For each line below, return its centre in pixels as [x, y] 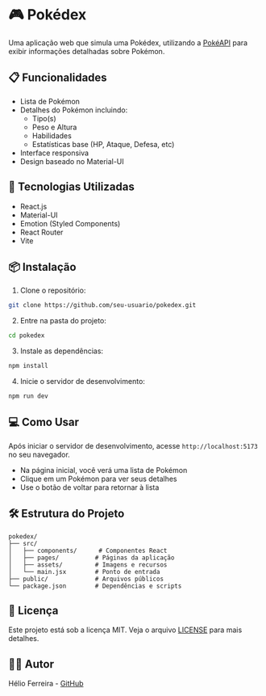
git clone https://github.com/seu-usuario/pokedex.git [102, 306]
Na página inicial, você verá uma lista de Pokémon [104, 470]
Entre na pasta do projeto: [63, 321]
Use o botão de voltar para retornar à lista [89, 487]
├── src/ [23, 543]
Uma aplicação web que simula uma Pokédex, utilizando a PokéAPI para [128, 42]
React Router [42, 232]
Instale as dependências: [61, 351]
